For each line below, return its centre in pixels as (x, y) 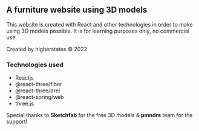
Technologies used (35, 65)
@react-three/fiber (38, 85)
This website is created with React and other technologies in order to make (99, 24)
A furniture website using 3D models (77, 10)
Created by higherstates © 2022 (47, 49)
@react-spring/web (39, 97)
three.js (24, 104)
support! (17, 122)
